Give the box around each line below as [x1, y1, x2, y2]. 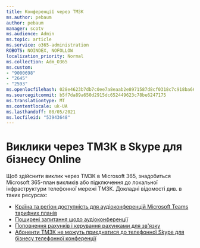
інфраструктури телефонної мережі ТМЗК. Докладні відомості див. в [6, 185, 182, 192]
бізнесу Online [6, 153, 82, 166]
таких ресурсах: [6, 192, 48, 199]
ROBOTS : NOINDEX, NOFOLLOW [6, 48, 73, 54]
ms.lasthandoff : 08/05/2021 [6, 109, 76, 115]
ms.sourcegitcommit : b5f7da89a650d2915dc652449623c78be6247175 [6, 92, 167, 98]
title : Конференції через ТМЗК [6, 8, 84, 15]
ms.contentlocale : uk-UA [6, 103, 68, 109]
